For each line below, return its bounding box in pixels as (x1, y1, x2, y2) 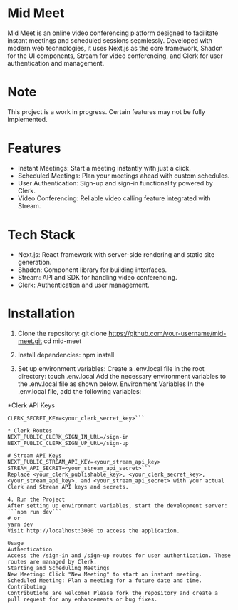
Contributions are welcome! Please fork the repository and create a (7, 589, 219, 596)
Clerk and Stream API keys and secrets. (7, 483, 130, 490)
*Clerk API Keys (7, 401, 56, 410)
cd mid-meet (43, 337, 82, 345)
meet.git (17, 337, 43, 345)
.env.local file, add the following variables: (17, 387, 142, 395)
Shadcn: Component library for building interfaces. (17, 265, 167, 274)
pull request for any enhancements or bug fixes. (7, 596, 158, 603)
